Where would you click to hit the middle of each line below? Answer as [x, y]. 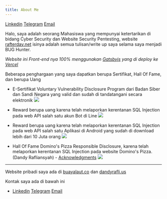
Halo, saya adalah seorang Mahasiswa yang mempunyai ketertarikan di [78, 33]
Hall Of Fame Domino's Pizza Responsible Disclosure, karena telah [81, 146]
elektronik [23, 100]
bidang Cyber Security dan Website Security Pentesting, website [72, 39]
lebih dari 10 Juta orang [37, 136]
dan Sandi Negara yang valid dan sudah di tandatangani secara [77, 94]
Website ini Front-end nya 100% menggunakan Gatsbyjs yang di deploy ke [82, 59]
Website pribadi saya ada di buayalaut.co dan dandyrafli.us [66, 172]
